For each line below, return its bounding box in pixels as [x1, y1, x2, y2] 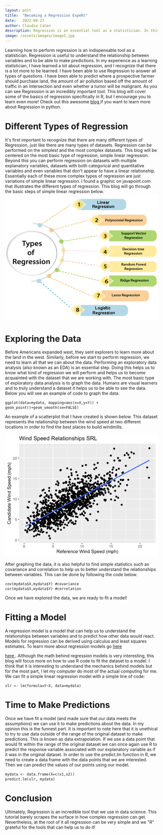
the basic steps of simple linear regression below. [5, 188, 104, 194]
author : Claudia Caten [5, 23, 51, 28]
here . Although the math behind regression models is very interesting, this [5, 653, 154, 658]
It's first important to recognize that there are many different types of [5, 137, 143, 143]
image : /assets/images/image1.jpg [5, 33, 75, 38]
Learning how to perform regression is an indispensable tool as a [5, 48, 135, 53]
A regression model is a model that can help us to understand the [5, 628, 136, 634]
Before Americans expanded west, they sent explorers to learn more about [5, 349, 154, 355]
